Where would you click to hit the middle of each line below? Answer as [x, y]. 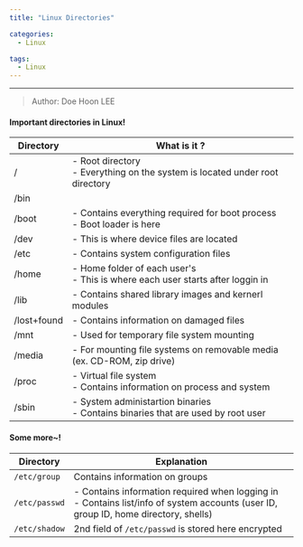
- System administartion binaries [142, 401]
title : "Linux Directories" [62, 18]
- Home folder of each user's [134, 269]
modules [90, 306]
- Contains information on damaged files [158, 320]
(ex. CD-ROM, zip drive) [124, 361]
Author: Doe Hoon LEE [73, 101]
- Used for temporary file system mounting [163, 335]
